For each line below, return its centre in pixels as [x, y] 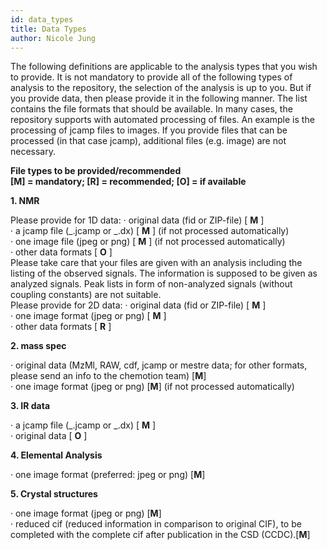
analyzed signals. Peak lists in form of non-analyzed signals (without [151, 284]
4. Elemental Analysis [56, 455]
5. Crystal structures [54, 494]
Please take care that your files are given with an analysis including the [156, 263]
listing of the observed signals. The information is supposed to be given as [164, 273]
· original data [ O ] [49, 436]
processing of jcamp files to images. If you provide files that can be [149, 130]
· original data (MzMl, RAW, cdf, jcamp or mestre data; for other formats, [159, 365]
